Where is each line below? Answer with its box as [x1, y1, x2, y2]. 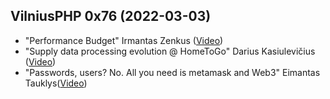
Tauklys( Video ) [24, 77, 88, 89]
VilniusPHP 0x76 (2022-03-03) [10, 8, 212, 25]
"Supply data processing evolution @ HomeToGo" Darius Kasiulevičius [24, 45, 316, 57]
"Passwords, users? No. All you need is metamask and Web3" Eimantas [24, 66, 321, 78]
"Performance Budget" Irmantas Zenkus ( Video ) [24, 34, 224, 46]
